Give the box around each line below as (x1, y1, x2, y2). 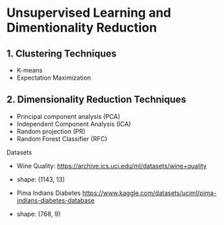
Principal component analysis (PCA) (16, 112, 121, 120)
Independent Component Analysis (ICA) (16, 119, 131, 128)
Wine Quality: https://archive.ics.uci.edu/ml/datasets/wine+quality (16, 161, 207, 170)
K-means (16, 66, 43, 74)
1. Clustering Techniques (6, 48, 117, 59)
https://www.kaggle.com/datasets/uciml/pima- (82, 189, 217, 197)
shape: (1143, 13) (16, 175, 66, 183)
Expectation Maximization (16, 73, 91, 82)
